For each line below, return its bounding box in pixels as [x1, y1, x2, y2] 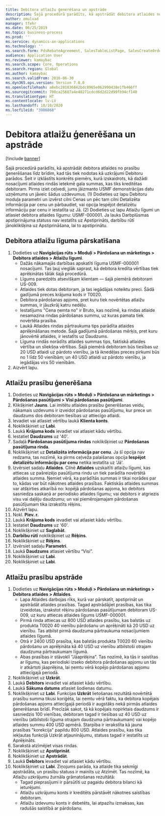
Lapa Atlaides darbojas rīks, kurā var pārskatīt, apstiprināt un [20, 596, 143, 602]
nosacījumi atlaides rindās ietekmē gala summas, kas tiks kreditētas [5, 180, 142, 187]
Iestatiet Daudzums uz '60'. [12, 522, 69, 528]
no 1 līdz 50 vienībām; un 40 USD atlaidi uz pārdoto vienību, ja [20, 354, 146, 360]
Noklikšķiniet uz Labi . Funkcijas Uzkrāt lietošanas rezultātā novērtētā [12, 691, 152, 697]
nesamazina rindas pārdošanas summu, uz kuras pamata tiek [20, 312, 144, 318]
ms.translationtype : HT [5, 94, 54, 99]
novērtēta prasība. [20, 317, 58, 323]
